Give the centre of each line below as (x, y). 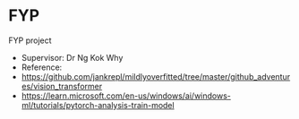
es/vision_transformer (62, 86)
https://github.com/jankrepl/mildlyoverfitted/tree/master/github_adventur (156, 76)
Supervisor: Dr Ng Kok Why (72, 57)
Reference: (42, 67)
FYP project (30, 40)
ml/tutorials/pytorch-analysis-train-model (98, 105)
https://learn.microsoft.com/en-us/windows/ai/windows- (126, 96)
